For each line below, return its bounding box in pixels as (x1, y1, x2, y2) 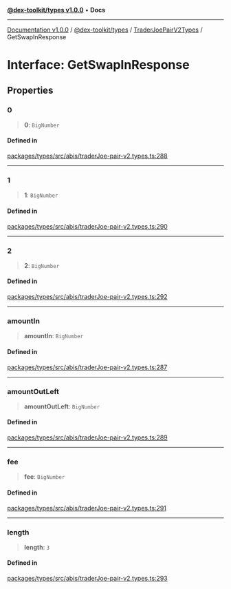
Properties (7, 84, 54, 96)
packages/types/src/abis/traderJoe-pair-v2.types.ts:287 (7, 363, 168, 371)
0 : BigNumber (23, 121, 60, 129)
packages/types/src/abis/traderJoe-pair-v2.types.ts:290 (7, 222, 168, 230)
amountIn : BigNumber (23, 332, 84, 340)
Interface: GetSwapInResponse (7, 57, 190, 73)
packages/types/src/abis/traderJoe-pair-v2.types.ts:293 (7, 575, 168, 583)
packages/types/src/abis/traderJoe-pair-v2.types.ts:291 (7, 504, 167, 512)
